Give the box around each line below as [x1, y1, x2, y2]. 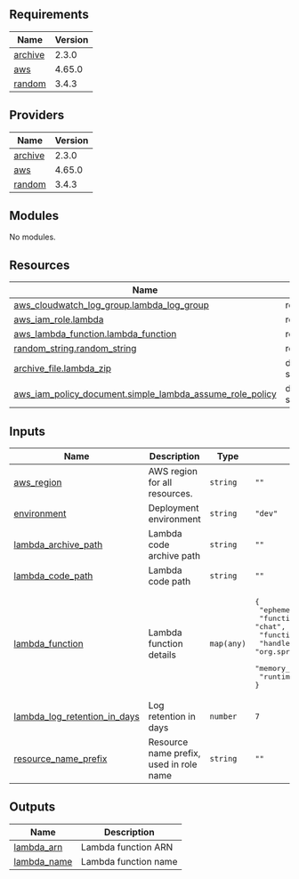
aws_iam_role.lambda [13, 313, 104, 326]
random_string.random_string [13, 343, 137, 355]
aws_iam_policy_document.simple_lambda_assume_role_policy [13, 388, 278, 400]
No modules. [9, 231, 56, 243]
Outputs [9, 800, 56, 815]
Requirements [9, 7, 89, 22]
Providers [9, 108, 65, 123]
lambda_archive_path [13, 538, 103, 551]
